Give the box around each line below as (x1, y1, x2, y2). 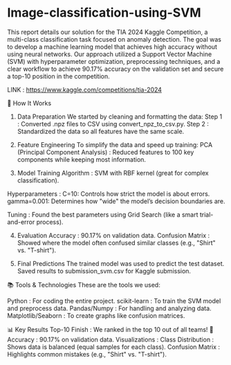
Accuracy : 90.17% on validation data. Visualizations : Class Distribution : (7, 335, 214, 343)
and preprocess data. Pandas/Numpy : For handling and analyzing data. (7, 304, 212, 312)
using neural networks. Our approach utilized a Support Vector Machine (7, 50, 212, 58)
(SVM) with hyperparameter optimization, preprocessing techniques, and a (7, 57, 221, 65)
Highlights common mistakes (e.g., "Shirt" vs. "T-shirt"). (7, 350, 167, 358)
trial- (199, 210, 214, 219)
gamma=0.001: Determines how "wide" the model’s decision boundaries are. (7, 196, 226, 205)
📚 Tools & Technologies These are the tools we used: (7, 280, 160, 289)
